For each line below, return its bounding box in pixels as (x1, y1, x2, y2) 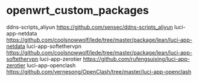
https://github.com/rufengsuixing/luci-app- (83, 55, 190, 62)
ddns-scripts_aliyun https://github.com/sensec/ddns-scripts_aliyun (6, 23, 173, 31)
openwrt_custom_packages (6, 4, 150, 17)
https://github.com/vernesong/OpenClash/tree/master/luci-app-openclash (6, 68, 192, 75)
